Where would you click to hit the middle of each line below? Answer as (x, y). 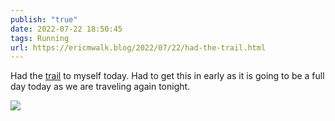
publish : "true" (44, 19)
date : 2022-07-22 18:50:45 (66, 29)
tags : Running (40, 38)
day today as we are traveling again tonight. (100, 87)
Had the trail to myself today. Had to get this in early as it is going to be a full (167, 76)
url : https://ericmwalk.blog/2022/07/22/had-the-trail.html (138, 47)
